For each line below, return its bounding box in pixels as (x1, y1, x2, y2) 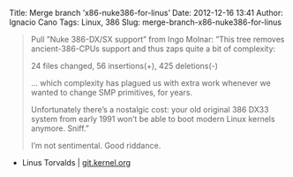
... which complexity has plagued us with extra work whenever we (30, 78, 271, 88)
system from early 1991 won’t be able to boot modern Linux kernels (30, 114, 275, 124)
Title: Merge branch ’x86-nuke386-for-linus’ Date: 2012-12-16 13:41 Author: (9, 8, 284, 18)
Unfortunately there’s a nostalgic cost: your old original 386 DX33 (30, 104, 269, 114)
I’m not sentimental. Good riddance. (30, 141, 162, 150)
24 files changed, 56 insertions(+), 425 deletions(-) (30, 61, 219, 71)
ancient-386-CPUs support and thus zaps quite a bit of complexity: (30, 43, 276, 54)
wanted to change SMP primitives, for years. (30, 88, 192, 97)
